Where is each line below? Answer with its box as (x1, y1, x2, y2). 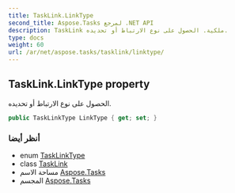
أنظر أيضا (8, 132, 40, 143)
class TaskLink (19, 159, 68, 168)
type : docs (8, 33, 44, 42)
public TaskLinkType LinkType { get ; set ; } (8, 114, 157, 122)
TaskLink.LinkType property (8, 78, 150, 91)
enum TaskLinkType (19, 150, 85, 160)
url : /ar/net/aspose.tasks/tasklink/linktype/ (8, 48, 165, 56)
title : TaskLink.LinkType (8, 11, 93, 20)
